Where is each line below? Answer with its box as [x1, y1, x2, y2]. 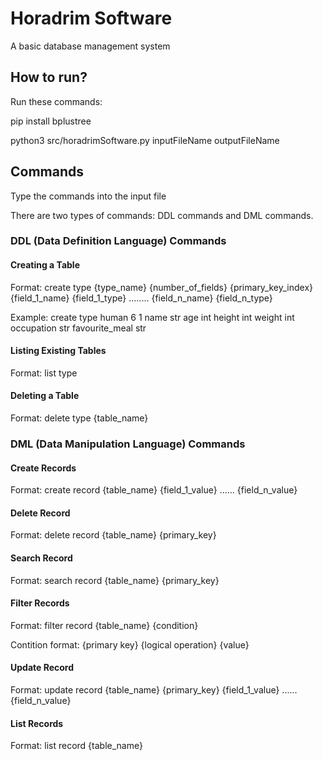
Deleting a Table [10, 390, 80, 402]
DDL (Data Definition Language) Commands [10, 234, 227, 248]
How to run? [10, 69, 88, 86]
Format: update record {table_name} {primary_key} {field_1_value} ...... [10, 684, 298, 696]
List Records [10, 717, 64, 729]
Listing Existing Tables [10, 345, 107, 357]
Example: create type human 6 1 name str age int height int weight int [10, 311, 295, 323]
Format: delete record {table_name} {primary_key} [10, 529, 217, 541]
